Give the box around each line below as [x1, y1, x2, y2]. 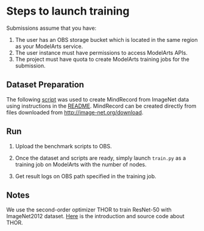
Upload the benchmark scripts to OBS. [15, 142, 112, 150]
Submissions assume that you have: [6, 24, 97, 32]
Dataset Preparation [6, 80, 84, 90]
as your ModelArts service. [15, 43, 83, 50]
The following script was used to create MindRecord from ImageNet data [6, 95, 189, 103]
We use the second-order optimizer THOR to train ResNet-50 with [6, 206, 172, 213]
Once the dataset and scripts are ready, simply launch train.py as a [15, 154, 186, 162]
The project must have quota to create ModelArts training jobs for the [15, 55, 190, 63]
